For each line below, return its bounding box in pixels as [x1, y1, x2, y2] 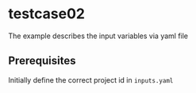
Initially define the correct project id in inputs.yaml [8, 75, 174, 84]
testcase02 [8, 5, 86, 23]
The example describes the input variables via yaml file [8, 31, 189, 41]
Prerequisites [8, 54, 76, 68]
